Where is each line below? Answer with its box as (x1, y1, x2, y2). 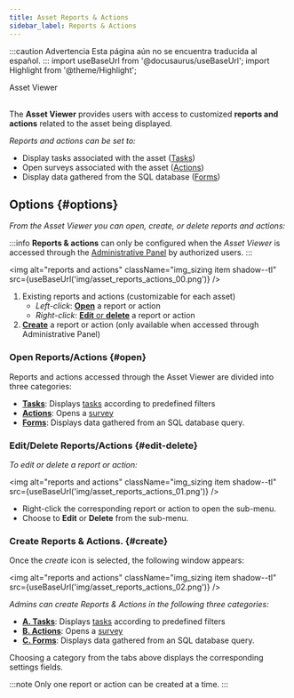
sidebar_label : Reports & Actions (9, 21, 138, 30)
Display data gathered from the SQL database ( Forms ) (21, 171, 220, 182)
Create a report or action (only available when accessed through (21, 319, 259, 330)
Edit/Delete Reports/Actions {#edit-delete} (9, 439, 198, 452)
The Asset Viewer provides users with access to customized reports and (9, 108, 279, 119)
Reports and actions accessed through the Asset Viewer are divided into (9, 371, 274, 382)
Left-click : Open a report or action (35, 301, 162, 311)
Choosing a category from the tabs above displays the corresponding (9, 653, 264, 663)
